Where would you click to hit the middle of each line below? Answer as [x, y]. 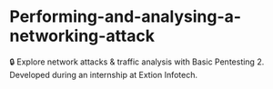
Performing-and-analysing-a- [126, 17]
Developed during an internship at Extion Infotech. [104, 74]
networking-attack [82, 36]
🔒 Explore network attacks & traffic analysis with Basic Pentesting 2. [137, 62]
